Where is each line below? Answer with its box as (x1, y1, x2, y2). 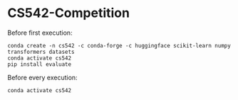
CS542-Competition (7, 5, 130, 21)
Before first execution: (7, 28, 73, 37)
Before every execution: (7, 73, 78, 82)
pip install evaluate (7, 60, 72, 68)
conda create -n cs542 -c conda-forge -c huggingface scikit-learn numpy (7, 42, 232, 49)
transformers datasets (7, 48, 75, 55)
